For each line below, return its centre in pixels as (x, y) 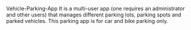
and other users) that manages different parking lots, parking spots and (94, 15)
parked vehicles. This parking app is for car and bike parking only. (87, 21)
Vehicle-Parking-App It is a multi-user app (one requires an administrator (95, 9)
